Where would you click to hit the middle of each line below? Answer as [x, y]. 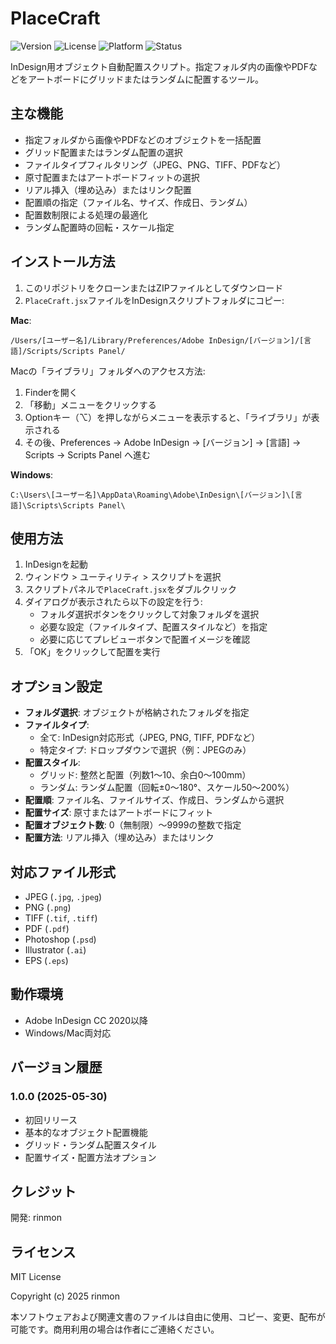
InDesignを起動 [56, 564]
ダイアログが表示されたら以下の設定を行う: [113, 602]
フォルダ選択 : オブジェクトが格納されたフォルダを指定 [137, 713]
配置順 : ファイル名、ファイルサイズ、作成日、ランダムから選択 [154, 800]
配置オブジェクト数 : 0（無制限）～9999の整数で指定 [133, 825]
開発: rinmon [36, 1218]
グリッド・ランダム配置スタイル [90, 1144]
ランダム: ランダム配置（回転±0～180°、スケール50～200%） [167, 788]
